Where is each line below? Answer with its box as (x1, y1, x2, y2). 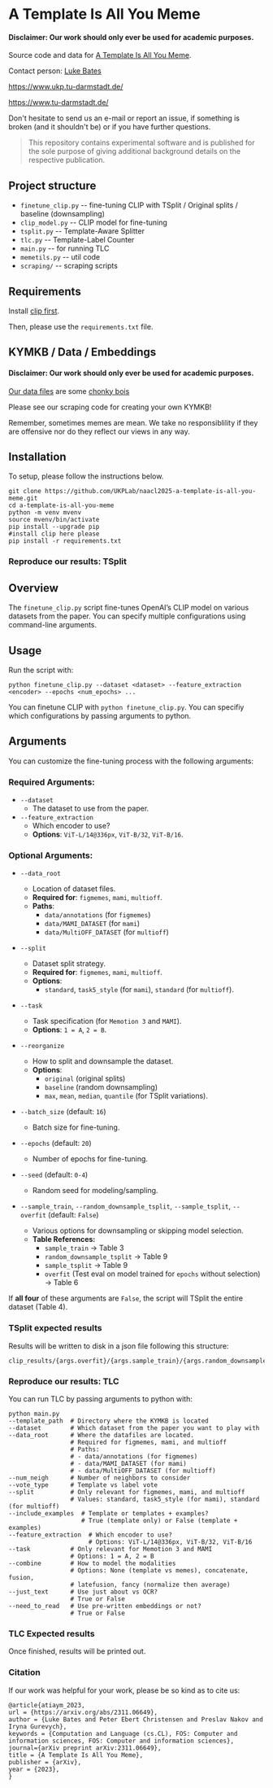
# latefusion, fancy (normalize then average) (70, 1580, 231, 1589)
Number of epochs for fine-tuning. (32, 1154, 149, 1164)
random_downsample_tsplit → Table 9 (44, 1252, 168, 1261)
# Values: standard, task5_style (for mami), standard (70, 1495, 260, 1503)
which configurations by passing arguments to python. (8, 710, 192, 720)
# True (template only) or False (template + (80, 1516, 238, 1524)
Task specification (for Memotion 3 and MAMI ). (32, 1016, 182, 1026)
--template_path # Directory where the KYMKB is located (8, 1417, 209, 1425)
